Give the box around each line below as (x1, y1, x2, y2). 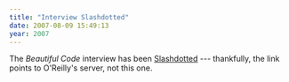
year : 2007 (9, 29, 50, 38)
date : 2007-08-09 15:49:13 (9, 21, 109, 30)
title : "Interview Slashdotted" (9, 12, 129, 22)
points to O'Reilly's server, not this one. (9, 63, 153, 73)
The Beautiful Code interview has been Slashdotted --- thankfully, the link (9, 54, 280, 64)
